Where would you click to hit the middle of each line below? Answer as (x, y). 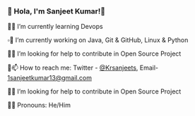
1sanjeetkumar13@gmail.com (49, 78)
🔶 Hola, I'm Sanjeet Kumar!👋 (57, 11)
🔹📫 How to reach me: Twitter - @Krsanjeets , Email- (83, 68)
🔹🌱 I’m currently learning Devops (55, 27)
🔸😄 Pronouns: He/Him (39, 105)
